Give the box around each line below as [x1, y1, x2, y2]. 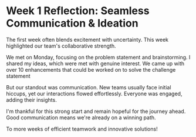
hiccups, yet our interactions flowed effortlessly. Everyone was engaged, [6, 90, 183, 97]
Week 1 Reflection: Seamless [6, 4, 150, 18]
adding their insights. [6, 96, 57, 103]
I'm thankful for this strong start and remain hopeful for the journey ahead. [6, 108, 186, 115]
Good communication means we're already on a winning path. [6, 113, 157, 121]
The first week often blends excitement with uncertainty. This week [6, 36, 169, 43]
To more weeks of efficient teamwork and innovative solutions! [6, 125, 158, 132]
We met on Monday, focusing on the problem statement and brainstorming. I [6, 54, 191, 61]
